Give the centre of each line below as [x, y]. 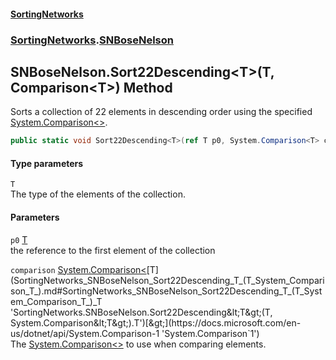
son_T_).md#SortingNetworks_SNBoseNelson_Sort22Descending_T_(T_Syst [166, 291]
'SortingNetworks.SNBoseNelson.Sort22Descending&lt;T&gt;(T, [141, 312]
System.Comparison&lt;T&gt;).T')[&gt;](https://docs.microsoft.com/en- [156, 322]
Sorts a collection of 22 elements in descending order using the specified [161, 112]
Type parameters [47, 163]
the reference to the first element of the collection [113, 250]
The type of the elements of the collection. [98, 194]
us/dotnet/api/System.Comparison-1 [85, 333]
